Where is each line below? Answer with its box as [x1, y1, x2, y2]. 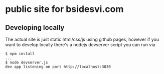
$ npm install [5, 51, 35, 56]
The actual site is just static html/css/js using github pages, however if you [5, 36, 159, 42]
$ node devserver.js [5, 60, 49, 65]
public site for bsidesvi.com [5, 3, 124, 15]
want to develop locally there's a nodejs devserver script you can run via [5, 42, 155, 48]
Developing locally [5, 23, 65, 32]
